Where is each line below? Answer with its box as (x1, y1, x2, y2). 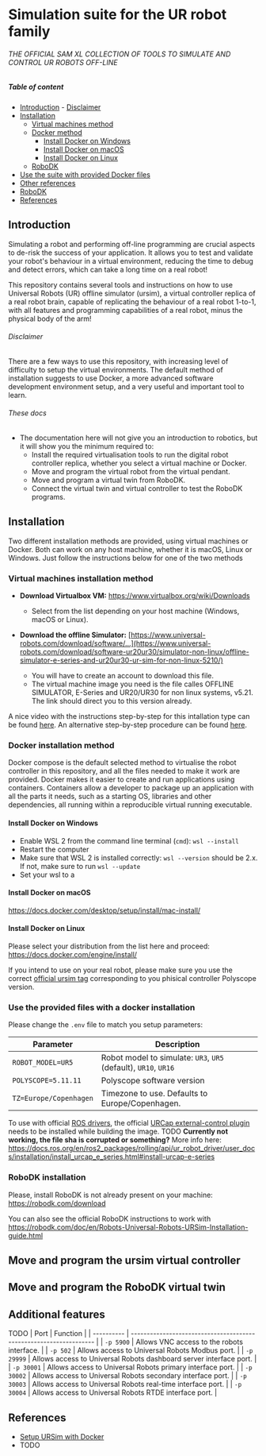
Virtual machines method (31, 119, 113, 129)
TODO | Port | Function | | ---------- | (8, 1329, 129, 1338)
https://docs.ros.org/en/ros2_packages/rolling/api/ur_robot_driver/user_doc (8, 1144, 256, 1153)
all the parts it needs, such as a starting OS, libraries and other (8, 792, 212, 801)
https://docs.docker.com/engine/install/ (8, 950, 137, 959)
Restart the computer (19, 844, 89, 854)
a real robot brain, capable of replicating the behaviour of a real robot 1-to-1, (8, 296, 256, 307)
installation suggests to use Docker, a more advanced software (8, 373, 214, 383)
